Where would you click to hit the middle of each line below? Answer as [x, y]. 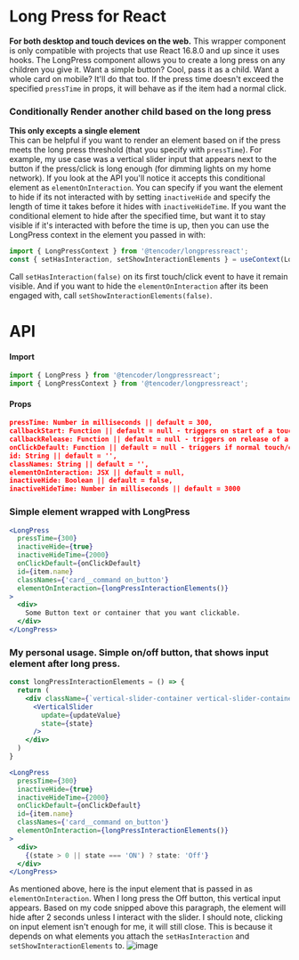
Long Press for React [88, 16]
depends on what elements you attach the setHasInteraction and [129, 936]
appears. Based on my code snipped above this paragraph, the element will [148, 908]
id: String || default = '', [63, 456]
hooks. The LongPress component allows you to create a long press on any [147, 60]
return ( [33, 691]
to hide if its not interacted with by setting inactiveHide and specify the [140, 197]
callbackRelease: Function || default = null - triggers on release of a [149, 439]
